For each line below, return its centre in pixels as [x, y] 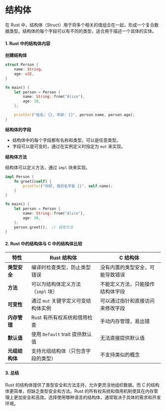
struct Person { [22, 65]
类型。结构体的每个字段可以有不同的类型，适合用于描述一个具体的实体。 [83, 31]
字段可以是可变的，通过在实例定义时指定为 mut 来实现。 [69, 146]
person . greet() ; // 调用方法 [43, 227]
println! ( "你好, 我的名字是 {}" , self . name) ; [68, 186]
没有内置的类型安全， [125, 267]
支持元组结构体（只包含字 [61, 351]
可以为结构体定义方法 [56, 284]
